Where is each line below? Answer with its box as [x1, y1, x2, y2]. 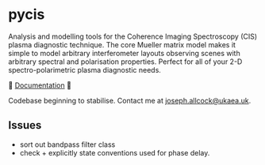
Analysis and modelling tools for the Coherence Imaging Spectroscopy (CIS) [8, 32, 258, 41]
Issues [8, 118, 42, 132]
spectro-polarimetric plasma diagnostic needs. [8, 65, 161, 74]
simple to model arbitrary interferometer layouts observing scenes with [8, 48, 240, 58]
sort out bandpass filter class [19, 140, 116, 149]
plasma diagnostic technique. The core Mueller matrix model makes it [8, 39, 236, 49]
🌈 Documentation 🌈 [8, 81, 71, 90]
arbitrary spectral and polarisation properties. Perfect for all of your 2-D [8, 57, 243, 66]
